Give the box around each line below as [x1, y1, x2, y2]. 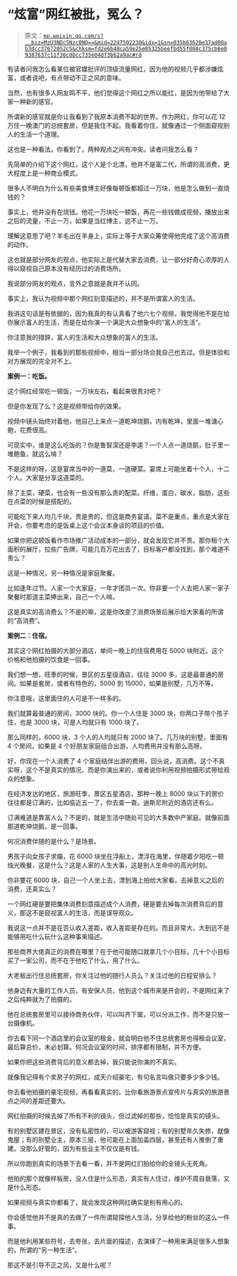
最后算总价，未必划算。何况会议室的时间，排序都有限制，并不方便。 [7, 1042, 205, 1051]
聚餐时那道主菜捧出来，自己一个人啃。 [7, 592, 119, 601]
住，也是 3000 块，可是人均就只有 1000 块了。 [7, 717, 143, 726]
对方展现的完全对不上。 [7, 357, 75, 365]
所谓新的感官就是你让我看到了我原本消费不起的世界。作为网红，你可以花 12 [7, 112, 226, 121]
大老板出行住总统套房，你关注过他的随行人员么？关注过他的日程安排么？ [7, 971, 217, 979]
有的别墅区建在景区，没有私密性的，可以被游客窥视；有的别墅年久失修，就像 [7, 1126, 230, 1135]
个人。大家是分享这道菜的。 [7, 473, 88, 482]
